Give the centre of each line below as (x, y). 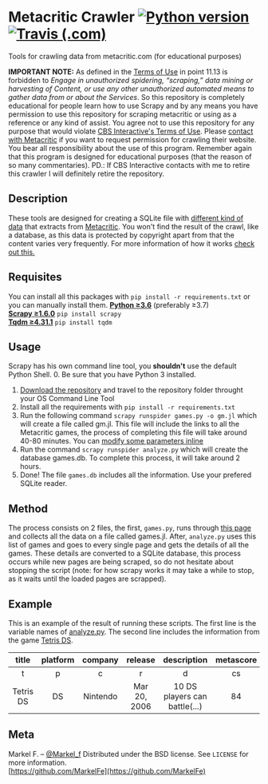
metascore (236, 660)
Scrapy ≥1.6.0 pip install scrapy (65, 313)
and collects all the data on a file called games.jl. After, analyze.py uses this (132, 536)
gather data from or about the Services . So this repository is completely (126, 97)
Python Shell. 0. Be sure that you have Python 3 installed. (102, 375)
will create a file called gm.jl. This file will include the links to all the (130, 424)
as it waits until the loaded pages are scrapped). (87, 579)
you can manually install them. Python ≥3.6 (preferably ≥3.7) (109, 304)
